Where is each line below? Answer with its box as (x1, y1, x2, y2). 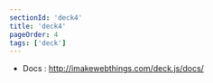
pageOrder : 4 (9, 30, 59, 39)
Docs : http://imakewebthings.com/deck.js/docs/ (22, 63, 205, 74)
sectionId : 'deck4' (9, 13, 83, 23)
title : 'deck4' (9, 22, 67, 31)
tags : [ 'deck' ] (9, 38, 67, 48)
